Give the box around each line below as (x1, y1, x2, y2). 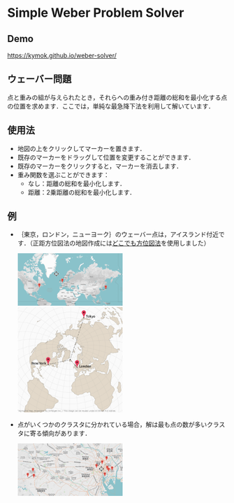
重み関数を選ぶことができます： (17, 170, 110, 179)
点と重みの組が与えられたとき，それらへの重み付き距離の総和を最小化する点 (7, 93, 228, 101)
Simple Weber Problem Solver (7, 5, 184, 21)
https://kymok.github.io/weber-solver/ (7, 51, 117, 59)
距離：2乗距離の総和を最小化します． (27, 187, 136, 197)
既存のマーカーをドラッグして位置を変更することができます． (17, 153, 195, 162)
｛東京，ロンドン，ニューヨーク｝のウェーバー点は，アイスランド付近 (17, 230, 219, 239)
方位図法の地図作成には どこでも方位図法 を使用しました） (45, 239, 210, 248)
